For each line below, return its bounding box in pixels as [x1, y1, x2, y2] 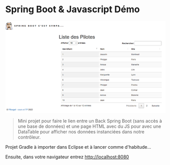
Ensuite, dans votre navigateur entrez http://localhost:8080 [5, 154, 129, 160]
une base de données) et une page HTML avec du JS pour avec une [17, 123, 161, 129]
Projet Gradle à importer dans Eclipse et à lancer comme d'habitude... [5, 144, 152, 150]
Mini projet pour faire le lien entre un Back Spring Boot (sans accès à [17, 118, 162, 124]
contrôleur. [17, 134, 41, 141]
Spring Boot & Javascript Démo [5, 4, 140, 15]
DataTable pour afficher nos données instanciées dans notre [17, 129, 145, 135]
